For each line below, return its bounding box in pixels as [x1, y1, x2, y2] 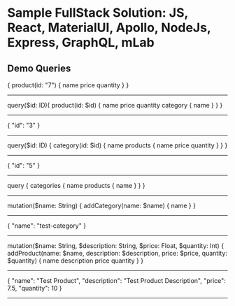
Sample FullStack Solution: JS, [7, 5, 189, 21]
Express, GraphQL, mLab [7, 35, 155, 50]
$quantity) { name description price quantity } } [7, 256, 144, 265]
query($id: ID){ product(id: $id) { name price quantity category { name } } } [7, 101, 223, 109]
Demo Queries [7, 62, 71, 74]
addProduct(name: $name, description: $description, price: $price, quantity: [7, 249, 227, 257]
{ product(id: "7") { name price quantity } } [7, 81, 129, 89]
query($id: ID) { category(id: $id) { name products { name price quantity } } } [7, 141, 228, 150]
